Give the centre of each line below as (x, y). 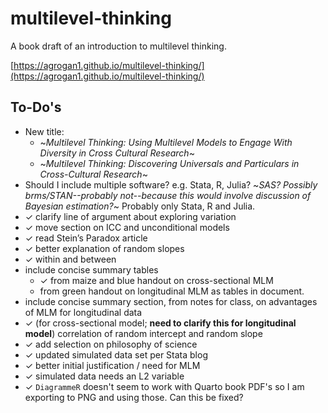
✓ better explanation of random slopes (104, 248)
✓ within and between (70, 259)
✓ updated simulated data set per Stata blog (116, 354)
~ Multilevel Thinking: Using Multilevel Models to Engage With (166, 142)
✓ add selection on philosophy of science (111, 344)
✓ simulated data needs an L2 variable (104, 376)
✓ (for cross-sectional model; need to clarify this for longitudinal (160, 323)
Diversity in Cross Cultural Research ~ (117, 153)
